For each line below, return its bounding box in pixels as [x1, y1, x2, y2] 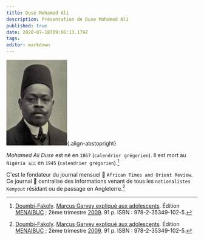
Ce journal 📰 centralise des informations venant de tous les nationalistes [6, 177, 191, 185]
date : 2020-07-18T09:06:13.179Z [6, 29, 88, 35]
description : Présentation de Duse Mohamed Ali [6, 16, 129, 23]
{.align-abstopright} [67, 140, 117, 147]
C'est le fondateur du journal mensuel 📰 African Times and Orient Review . [6, 171, 193, 178]
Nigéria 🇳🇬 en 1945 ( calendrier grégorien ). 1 [6, 158, 120, 166]
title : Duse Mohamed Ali [6, 10, 69, 16]
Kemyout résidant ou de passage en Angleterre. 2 [6, 183, 126, 192]
